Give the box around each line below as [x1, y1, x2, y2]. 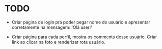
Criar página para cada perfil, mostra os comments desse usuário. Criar [11, 34, 157, 40]
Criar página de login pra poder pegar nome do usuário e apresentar [11, 19, 151, 25]
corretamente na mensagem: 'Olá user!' [11, 24, 93, 30]
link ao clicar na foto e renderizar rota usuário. [11, 39, 106, 45]
